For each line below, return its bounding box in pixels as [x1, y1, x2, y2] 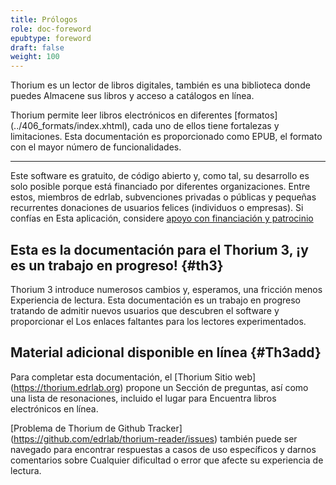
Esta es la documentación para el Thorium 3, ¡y [10, 241, 309, 258]
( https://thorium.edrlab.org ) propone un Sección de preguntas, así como [10, 381, 309, 393]
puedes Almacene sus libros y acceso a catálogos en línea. [10, 90, 255, 102]
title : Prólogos [10, 14, 78, 25]
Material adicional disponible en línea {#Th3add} [10, 344, 322, 361]
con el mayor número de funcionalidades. [10, 141, 182, 153]
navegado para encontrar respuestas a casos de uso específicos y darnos [10, 443, 317, 455]
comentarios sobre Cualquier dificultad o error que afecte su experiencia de [10, 454, 324, 466]
